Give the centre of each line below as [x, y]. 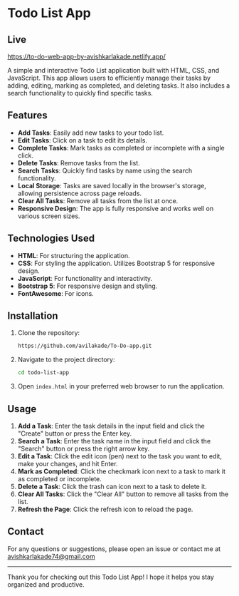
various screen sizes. [49, 216]
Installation [33, 316]
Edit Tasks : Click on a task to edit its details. [83, 140]
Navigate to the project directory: [66, 360]
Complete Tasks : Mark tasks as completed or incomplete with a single [121, 148]
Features [27, 115]
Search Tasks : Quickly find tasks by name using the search [105, 170]
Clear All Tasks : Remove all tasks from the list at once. [98, 200]
